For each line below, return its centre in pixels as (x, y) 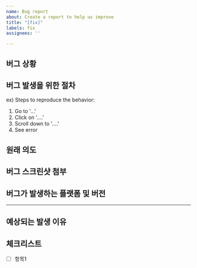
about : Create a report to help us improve (60, 17)
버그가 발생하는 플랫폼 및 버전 (56, 193)
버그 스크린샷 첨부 (36, 172)
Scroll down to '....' (37, 124)
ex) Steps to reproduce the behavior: (50, 100)
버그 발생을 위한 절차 (41, 85)
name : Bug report (27, 11)
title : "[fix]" (25, 22)
